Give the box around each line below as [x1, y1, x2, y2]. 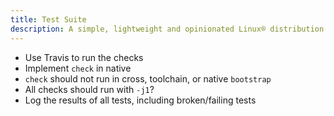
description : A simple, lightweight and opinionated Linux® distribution [10, 24, 325, 34]
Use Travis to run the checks [24, 51, 144, 63]
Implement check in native [24, 62, 132, 74]
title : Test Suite [10, 14, 87, 25]
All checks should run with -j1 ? [24, 83, 155, 95]
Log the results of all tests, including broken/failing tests [24, 94, 257, 106]
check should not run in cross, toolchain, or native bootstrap [24, 72, 272, 85]
